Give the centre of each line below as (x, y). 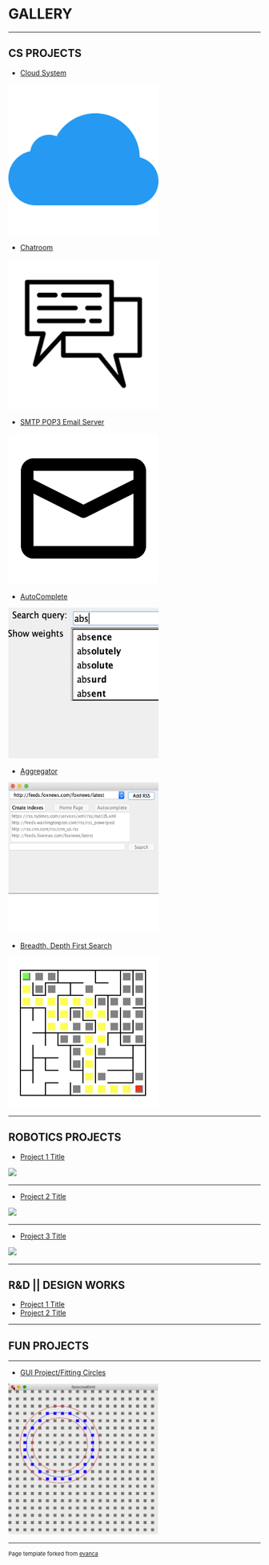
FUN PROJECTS (49, 1345)
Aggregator (39, 770)
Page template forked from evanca (53, 1554)
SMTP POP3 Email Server (62, 421)
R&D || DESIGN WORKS (67, 1285)
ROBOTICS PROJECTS (65, 1138)
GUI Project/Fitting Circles (63, 1372)
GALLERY (40, 14)
